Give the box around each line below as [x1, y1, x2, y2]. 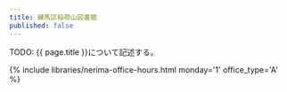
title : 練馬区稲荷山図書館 [9, 12, 98, 22]
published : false [9, 21, 74, 30]
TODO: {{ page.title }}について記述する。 [9, 46, 159, 57]
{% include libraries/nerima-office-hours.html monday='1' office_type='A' [9, 64, 279, 75]
